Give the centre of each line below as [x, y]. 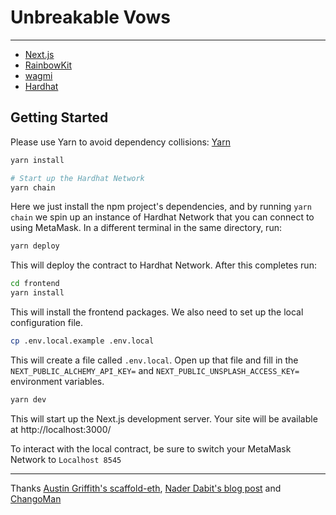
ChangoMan [36, 498]
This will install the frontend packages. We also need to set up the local [157, 312]
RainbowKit [48, 65]
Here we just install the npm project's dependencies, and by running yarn [161, 207]
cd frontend [35, 284]
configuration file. [46, 322]
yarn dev [28, 399]
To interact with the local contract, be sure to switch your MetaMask [151, 448]
